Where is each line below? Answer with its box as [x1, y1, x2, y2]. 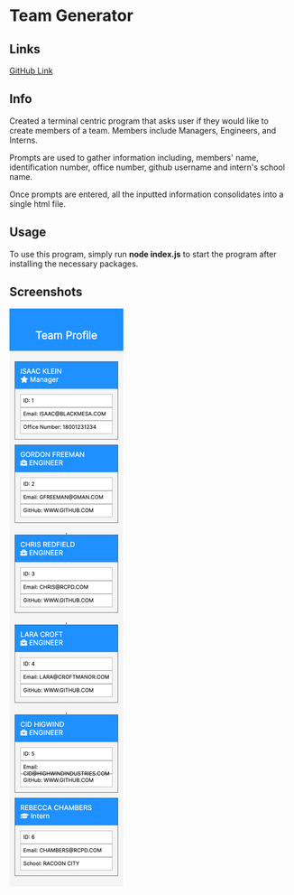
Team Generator [9, 5, 133, 26]
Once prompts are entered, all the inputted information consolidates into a [9, 189, 284, 200]
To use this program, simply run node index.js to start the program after [9, 248, 277, 259]
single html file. [9, 198, 66, 209]
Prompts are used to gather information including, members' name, [9, 152, 259, 163]
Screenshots [9, 284, 83, 300]
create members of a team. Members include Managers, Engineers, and [9, 125, 277, 135]
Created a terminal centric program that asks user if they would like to [9, 115, 269, 126]
